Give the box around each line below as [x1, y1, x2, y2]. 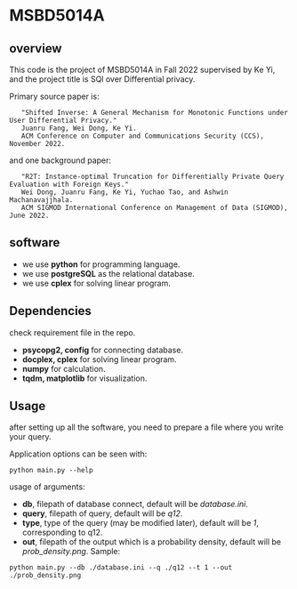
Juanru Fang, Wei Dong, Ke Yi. [20, 124, 138, 133]
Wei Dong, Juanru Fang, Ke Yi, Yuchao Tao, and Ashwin [20, 188, 229, 197]
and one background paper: [9, 155, 112, 165]
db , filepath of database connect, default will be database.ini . [21, 499, 249, 510]
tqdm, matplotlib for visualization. [21, 373, 148, 383]
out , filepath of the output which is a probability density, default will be [21, 537, 282, 547]
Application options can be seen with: [9, 448, 148, 459]
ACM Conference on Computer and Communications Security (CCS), [20, 132, 265, 141]
